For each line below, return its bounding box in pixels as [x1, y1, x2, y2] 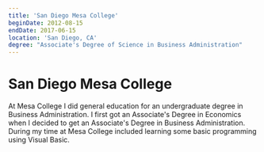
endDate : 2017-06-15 [8, 26, 77, 34]
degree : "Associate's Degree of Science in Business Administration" [8, 41, 243, 49]
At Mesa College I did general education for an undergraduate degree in [8, 101, 243, 111]
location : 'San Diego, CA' [8, 33, 98, 42]
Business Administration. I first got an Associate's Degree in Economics [8, 110, 242, 120]
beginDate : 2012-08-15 [8, 19, 83, 27]
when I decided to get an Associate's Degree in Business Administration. [8, 118, 246, 127]
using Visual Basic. [8, 135, 70, 145]
